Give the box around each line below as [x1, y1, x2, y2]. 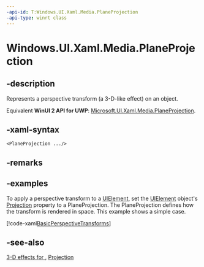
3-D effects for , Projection [6, 253, 74, 261]
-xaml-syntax [6, 124, 60, 135]
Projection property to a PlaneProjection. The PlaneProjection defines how [6, 201, 194, 209]
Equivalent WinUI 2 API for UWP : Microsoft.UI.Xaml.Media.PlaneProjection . [6, 107, 196, 114]
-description [6, 79, 55, 89]
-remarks [6, 157, 43, 168]
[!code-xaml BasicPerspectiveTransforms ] [6, 219, 111, 227]
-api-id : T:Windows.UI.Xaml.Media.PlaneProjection [6, 9, 138, 15]
